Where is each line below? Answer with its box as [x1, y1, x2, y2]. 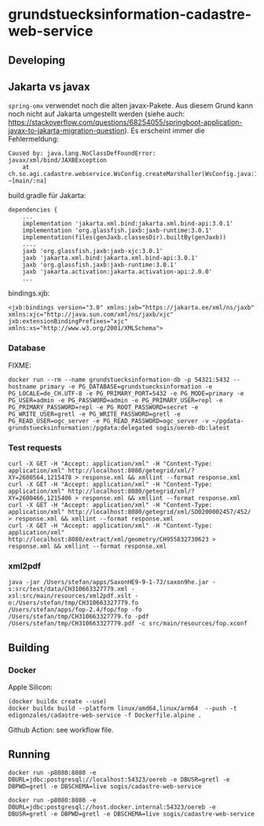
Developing [8, 53, 65, 67]
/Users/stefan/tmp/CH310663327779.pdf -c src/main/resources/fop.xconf [8, 619, 247, 628]
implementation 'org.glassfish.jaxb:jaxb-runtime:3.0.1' [22, 226, 213, 235]
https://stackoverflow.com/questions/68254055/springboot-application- [8, 118, 243, 127]
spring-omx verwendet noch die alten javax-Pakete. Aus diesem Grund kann [8, 101, 254, 111]
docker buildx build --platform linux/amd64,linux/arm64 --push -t [8, 704, 237, 712]
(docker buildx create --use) [8, 697, 108, 705]
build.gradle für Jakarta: [8, 191, 86, 200]
